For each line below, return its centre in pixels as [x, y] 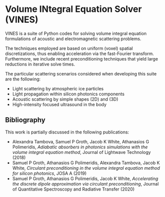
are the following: [23, 79]
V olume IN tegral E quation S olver [74, 9]
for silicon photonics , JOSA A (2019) [49, 173]
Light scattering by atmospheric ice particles [58, 88]
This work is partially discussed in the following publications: [67, 132]
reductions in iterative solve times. [40, 64]
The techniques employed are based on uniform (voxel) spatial [69, 48]
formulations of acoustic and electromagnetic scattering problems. [73, 39]
